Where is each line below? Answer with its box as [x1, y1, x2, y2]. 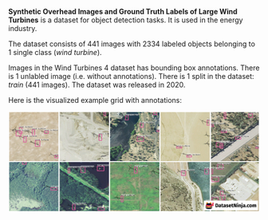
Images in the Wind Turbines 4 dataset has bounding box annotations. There [8, 63, 260, 73]
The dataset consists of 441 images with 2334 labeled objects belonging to [8, 39, 255, 49]
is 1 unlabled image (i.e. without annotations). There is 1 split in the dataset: [8, 72, 254, 81]
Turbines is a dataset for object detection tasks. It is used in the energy [8, 15, 243, 25]
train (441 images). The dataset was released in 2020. [8, 80, 186, 89]
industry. [8, 24, 37, 33]
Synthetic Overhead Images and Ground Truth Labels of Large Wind [8, 7, 238, 16]
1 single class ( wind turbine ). [8, 48, 102, 57]
